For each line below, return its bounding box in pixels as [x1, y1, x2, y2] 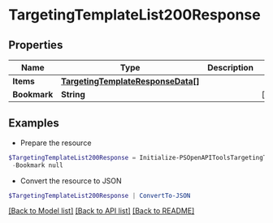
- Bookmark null [11, 161, 63, 169]
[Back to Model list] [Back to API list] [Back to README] [8, 206, 195, 216]
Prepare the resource [19, 138, 92, 148]
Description [206, 62, 254, 73]
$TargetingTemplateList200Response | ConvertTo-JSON [8, 191, 191, 199]
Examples [8, 116, 59, 131]
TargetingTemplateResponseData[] [60, 75, 200, 87]
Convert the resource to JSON [19, 176, 122, 186]
